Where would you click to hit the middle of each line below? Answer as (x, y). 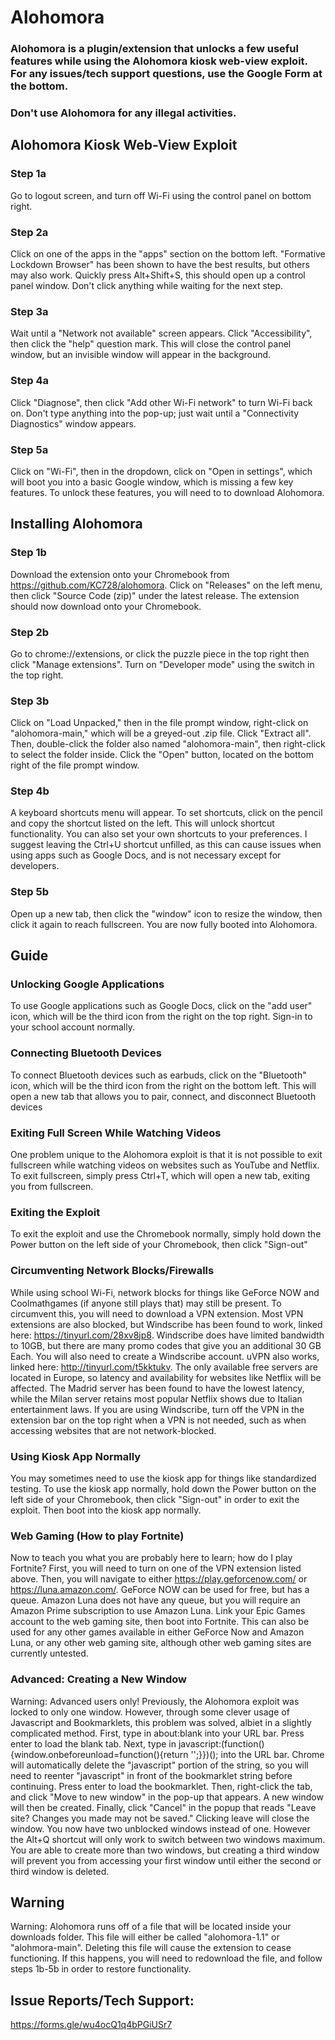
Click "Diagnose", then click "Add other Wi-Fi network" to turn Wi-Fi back (161, 402)
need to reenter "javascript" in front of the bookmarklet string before (151, 1775)
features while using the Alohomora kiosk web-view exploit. (159, 61)
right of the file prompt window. (75, 765)
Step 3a (29, 311)
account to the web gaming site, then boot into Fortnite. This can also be (160, 1622)
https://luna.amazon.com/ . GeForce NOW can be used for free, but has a (160, 1590)
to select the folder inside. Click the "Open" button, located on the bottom (162, 755)
